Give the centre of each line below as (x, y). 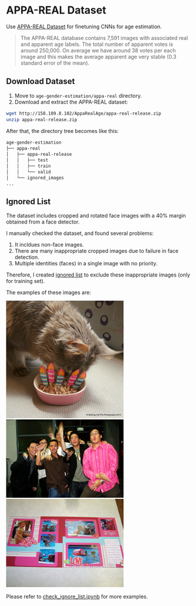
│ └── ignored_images (35, 178)
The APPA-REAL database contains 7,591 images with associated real (104, 38)
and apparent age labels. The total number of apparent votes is (97, 44)
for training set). (26, 281)
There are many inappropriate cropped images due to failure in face (97, 251)
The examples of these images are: (49, 292)
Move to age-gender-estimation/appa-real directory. (78, 95)
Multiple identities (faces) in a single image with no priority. (86, 264)
